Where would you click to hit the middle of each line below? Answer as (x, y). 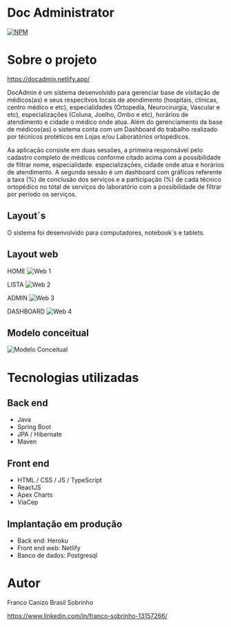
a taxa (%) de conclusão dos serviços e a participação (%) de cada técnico (114, 179)
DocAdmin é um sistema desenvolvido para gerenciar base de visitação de (113, 92)
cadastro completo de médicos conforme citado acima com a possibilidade (114, 157)
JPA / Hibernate (40, 435)
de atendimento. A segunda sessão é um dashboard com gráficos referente (115, 172)
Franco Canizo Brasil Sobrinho (50, 602)
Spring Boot (34, 427)
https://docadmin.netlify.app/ (49, 79)
